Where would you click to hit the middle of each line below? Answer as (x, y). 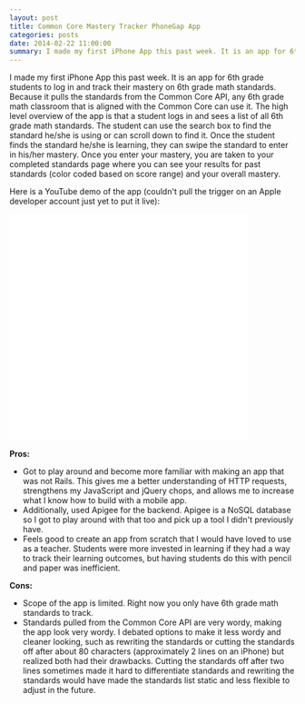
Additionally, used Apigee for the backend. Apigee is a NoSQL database (157, 511)
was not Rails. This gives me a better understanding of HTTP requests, (155, 481)
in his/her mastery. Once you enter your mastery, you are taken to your (142, 154)
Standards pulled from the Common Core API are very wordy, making (152, 622)
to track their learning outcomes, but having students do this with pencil (157, 559)
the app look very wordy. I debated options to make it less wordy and (152, 632)
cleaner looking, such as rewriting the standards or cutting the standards (158, 642)
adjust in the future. (59, 690)
